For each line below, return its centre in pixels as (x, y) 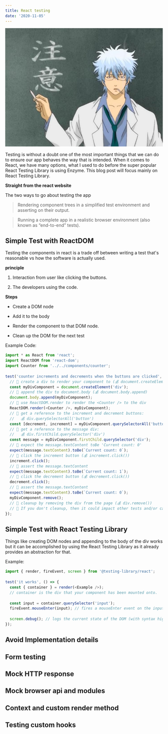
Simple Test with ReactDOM (49, 241)
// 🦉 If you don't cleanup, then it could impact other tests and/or (83, 508)
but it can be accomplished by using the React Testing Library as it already (82, 547)
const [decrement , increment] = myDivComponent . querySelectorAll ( (80, 424)
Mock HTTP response (40, 674)
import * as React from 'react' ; (40, 355)
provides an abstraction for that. (38, 552)
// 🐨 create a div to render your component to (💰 (64, 382)
